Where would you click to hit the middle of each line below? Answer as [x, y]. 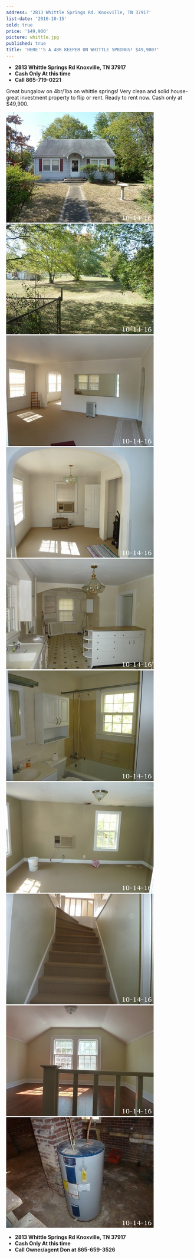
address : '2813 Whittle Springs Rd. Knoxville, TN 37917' [79, 12]
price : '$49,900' [27, 31]
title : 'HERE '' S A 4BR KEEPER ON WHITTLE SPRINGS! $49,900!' [83, 50]
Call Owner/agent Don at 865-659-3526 [65, 1250]
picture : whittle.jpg [33, 37]
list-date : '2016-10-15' [37, 19]
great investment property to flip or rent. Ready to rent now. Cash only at [94, 97]
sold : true [19, 25]
